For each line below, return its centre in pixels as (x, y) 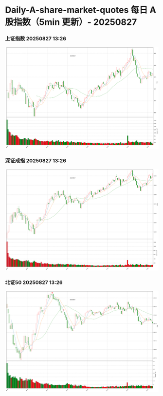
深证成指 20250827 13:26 (36, 160)
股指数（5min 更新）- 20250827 (71, 22)
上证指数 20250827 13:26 (36, 38)
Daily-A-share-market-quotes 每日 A (81, 10)
